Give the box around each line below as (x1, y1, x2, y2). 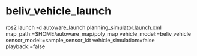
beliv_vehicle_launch (5, 4, 112, 18)
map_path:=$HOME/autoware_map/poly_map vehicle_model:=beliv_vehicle (5, 30, 192, 37)
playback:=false (5, 43, 46, 50)
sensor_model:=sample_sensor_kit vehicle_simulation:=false (5, 36, 155, 43)
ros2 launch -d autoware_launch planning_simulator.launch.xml (5, 24, 162, 31)
